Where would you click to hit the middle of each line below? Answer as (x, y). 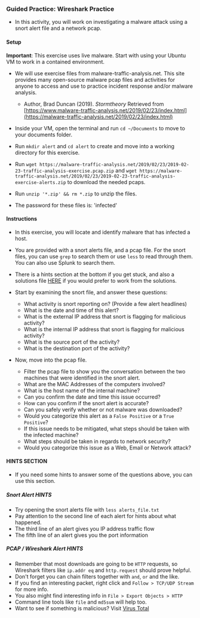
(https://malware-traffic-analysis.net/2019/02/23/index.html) (98, 117)
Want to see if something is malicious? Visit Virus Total (82, 608)
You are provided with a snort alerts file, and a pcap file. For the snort (100, 250)
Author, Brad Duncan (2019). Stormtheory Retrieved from (94, 104)
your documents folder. (44, 134)
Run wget (26, 164)
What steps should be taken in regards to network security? (97, 441)
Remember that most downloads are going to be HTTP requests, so (96, 564)
